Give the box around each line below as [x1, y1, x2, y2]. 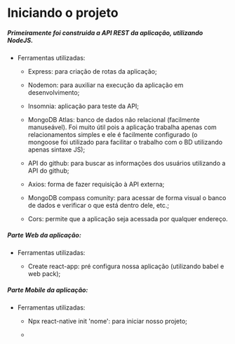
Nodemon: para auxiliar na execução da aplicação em [27, 81, 184, 89]
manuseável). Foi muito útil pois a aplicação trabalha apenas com [27, 123, 217, 131]
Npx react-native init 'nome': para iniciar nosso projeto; [27, 317, 188, 326]
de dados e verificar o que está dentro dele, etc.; [27, 201, 170, 210]
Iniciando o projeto [7, 5, 119, 21]
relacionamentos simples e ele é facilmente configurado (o [27, 131, 198, 139]
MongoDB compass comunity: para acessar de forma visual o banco [27, 194, 227, 202]
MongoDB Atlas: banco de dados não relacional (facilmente [27, 116, 200, 124]
